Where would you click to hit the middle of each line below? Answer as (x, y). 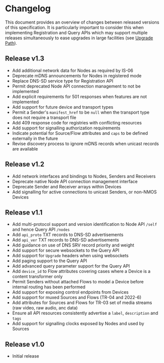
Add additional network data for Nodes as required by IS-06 (73, 70)
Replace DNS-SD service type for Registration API (63, 81)
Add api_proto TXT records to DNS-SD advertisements (68, 235)
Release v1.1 (24, 212)
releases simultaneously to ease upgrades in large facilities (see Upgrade (79, 38)
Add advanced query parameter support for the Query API (71, 266)
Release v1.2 (25, 165)
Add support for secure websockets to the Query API (66, 250)
